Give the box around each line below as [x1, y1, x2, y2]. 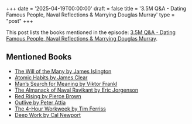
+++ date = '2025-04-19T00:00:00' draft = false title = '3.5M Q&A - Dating [6, 5, 187, 12]
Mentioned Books [6, 52, 72, 62]
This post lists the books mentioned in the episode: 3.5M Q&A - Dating [6, 29, 176, 36]
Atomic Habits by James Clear [14, 73, 88, 81]
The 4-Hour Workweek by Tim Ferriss [14, 105, 107, 112]
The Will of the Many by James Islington [14, 68, 112, 75]
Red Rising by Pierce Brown [14, 92, 82, 99]
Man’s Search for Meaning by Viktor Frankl [14, 80, 118, 87]
